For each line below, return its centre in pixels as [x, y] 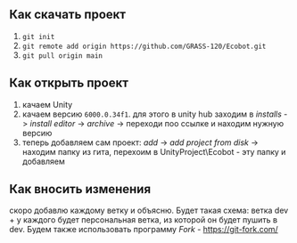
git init [38, 36]
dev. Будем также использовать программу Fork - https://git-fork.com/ [144, 230]
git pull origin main [62, 56]
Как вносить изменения [80, 189]
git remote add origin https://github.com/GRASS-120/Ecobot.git [144, 46]
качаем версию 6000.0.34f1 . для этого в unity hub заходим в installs [152, 114]
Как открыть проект [69, 83]
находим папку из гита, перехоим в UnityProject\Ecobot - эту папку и [154, 151]
